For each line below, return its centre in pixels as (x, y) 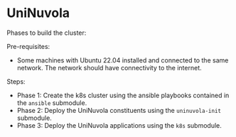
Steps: (16, 81)
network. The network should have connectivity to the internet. (109, 67)
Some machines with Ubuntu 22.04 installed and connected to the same (123, 60)
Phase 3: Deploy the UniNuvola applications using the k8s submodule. (119, 125)
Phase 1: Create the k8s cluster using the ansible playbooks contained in (123, 95)
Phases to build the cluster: (47, 33)
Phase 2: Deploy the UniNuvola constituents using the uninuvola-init (119, 110)
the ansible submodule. (52, 103)
